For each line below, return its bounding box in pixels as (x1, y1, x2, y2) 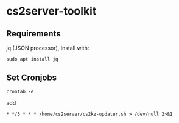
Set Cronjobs (6, 73, 57, 83)
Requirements (6, 28, 61, 39)
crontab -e (6, 88, 34, 95)
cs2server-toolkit (6, 4, 97, 18)
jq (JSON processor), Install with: (6, 44, 89, 52)
